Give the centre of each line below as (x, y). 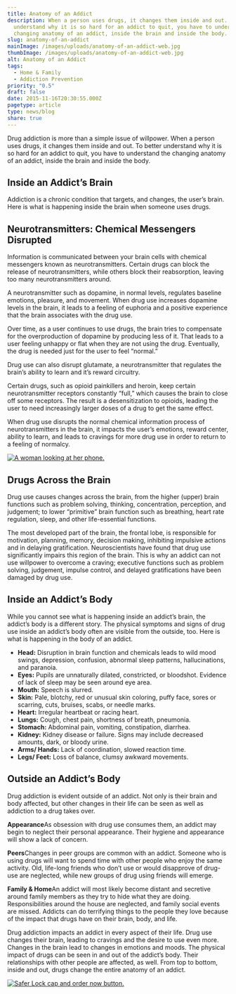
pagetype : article (34, 105)
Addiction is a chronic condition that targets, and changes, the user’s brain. (116, 199)
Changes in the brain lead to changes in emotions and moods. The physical (117, 947)
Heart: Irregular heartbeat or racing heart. (78, 712)
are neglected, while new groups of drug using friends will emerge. (117, 875)
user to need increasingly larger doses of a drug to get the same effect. (111, 409)
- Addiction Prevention (48, 79)
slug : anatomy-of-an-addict (48, 40)
